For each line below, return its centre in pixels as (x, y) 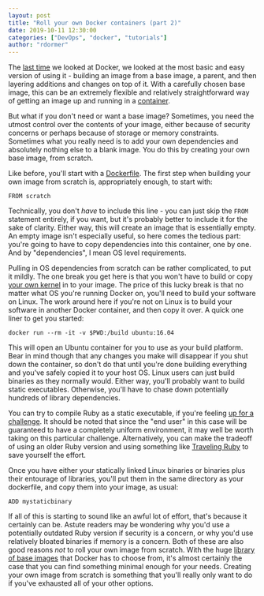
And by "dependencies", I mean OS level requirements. (97, 253)
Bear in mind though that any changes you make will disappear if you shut (128, 356)
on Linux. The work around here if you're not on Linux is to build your (120, 302)
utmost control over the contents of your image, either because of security (129, 125)
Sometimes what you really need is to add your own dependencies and (123, 141)
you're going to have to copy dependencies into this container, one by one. (130, 245)
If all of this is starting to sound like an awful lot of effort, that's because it (128, 516)
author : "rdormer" (38, 45)
